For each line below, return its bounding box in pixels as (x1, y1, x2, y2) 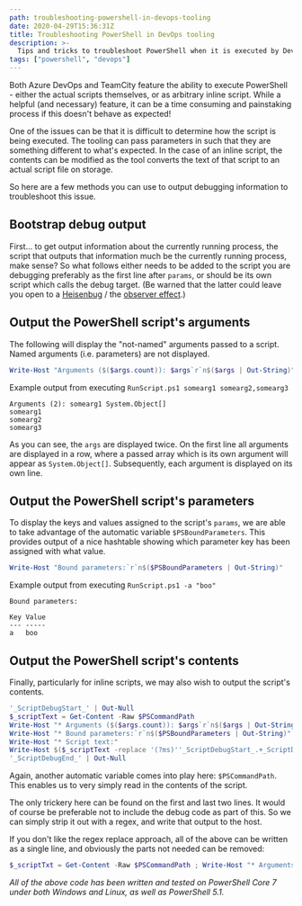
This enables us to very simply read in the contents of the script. (9, 780, 248, 791)
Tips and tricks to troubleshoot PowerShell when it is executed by (17, 47, 280, 56)
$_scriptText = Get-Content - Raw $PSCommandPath (9, 712, 195, 721)
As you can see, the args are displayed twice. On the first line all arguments (9, 438, 289, 450)
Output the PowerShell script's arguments (9, 315, 251, 330)
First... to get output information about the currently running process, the (9, 240, 279, 252)
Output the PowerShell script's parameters (9, 493, 254, 508)
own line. (9, 467, 43, 478)
